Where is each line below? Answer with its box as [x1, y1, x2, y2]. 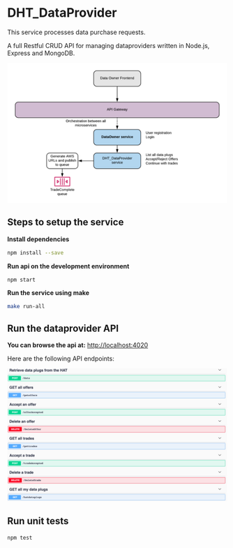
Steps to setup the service [7, 216, 124, 228]
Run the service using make [7, 289, 89, 297]
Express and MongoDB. [7, 49, 75, 57]
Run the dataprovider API [7, 322, 119, 334]
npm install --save [7, 249, 64, 256]
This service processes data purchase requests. [7, 28, 146, 36]
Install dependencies [7, 235, 70, 243]
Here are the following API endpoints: [7, 354, 115, 363]
